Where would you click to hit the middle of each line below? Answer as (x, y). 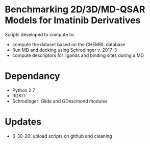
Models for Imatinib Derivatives (73, 20)
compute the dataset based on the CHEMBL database (69, 44)
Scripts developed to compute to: (40, 34)
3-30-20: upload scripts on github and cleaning (62, 136)
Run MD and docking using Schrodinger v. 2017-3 (65, 50)
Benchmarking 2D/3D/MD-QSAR (75, 9)
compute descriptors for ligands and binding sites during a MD (78, 55)
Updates (23, 122)
